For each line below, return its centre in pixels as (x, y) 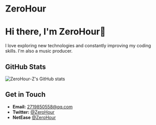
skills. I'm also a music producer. (39, 51)
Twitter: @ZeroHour (33, 112)
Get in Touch (26, 95)
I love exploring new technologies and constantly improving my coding (78, 46)
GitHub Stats (26, 67)
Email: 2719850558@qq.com (42, 106)
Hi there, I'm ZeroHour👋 (56, 32)
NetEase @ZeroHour (34, 117)
